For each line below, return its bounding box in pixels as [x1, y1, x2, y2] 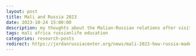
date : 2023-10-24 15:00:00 [6, 19, 72, 25]
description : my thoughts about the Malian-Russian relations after [6, 24, 176, 31]
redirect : [6, 41, 30, 47]
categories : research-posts [6, 36, 75, 41]
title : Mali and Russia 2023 [6, 14, 77, 20]
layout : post [6, 8, 38, 15]
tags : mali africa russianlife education [6, 30, 108, 36]
